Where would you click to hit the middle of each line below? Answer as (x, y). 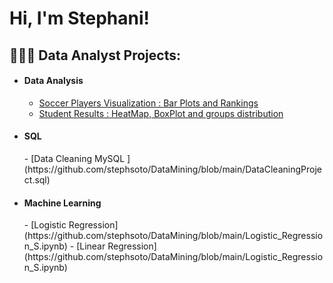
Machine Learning (62, 203)
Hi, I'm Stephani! (79, 18)
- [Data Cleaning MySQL (74, 158)
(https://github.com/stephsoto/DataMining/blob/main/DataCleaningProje (172, 169)
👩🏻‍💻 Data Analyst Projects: (95, 55)
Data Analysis (53, 81)
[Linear (91, 246)
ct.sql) (37, 179)
